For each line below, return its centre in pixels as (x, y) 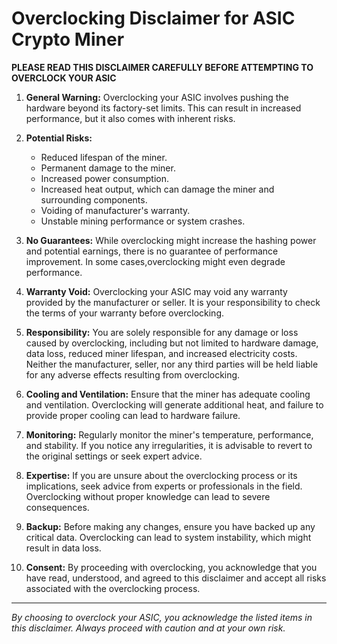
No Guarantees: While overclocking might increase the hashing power (171, 240)
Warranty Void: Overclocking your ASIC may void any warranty (156, 291)
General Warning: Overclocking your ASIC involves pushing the (157, 97)
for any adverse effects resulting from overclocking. (133, 374)
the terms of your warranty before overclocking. (124, 313)
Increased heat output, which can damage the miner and (157, 189)
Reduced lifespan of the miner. (104, 157)
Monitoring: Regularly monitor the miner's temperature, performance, (169, 434)
